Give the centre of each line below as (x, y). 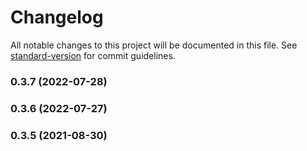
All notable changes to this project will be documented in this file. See (154, 45)
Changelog (57, 17)
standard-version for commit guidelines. (93, 55)
